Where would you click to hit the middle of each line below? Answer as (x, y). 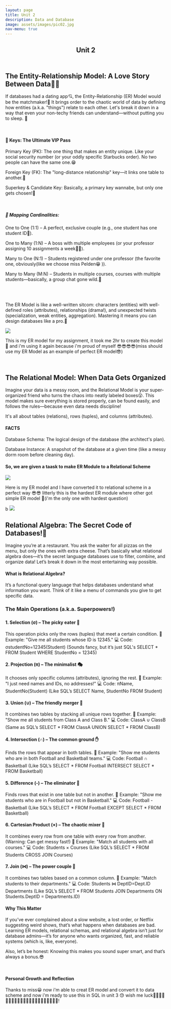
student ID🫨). (19, 233)
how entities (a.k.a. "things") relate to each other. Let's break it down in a (82, 107)
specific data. (20, 596)
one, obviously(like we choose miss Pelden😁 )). (56, 264)
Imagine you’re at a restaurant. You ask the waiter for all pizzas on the (79, 546)
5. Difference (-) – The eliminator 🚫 (43, 783)
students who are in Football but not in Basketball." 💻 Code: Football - (79, 800)
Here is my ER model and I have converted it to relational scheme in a (78, 487)
